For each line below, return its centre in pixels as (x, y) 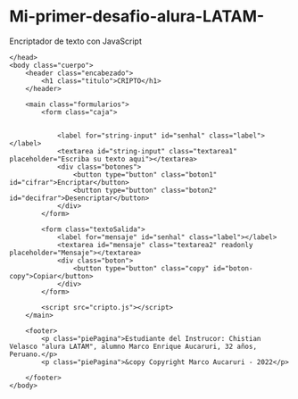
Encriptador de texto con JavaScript (76, 41)
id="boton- (233, 268)
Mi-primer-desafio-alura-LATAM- (137, 17)
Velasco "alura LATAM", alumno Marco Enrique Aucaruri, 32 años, (133, 346)
